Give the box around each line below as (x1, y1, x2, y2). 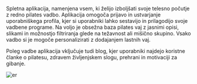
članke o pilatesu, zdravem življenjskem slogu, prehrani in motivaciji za (6, 54, 178, 61)
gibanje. (6, 60, 26, 67)
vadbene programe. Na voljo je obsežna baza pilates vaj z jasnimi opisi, (6, 23, 179, 31)
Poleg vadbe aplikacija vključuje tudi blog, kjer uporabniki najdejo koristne (6, 48, 185, 55)
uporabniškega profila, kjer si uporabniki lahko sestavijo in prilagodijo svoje (6, 18, 188, 24)
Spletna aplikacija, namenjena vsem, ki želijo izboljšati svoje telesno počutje (6, 5, 190, 12)
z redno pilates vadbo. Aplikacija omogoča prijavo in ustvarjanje (6, 11, 161, 18)
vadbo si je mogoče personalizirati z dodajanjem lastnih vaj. (6, 36, 151, 43)
